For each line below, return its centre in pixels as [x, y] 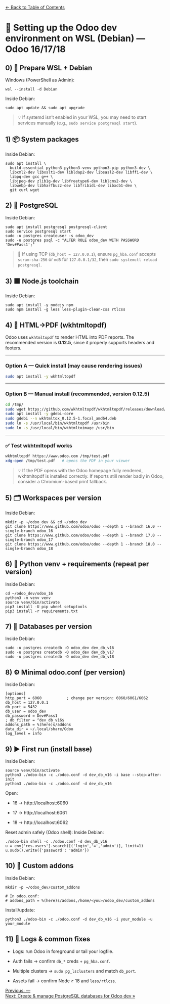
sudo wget [16, 409]
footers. [13, 348]
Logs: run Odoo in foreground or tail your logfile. [63, 951]
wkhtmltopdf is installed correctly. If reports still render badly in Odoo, [91, 476]
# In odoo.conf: [22, 896]
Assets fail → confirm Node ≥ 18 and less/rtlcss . [64, 981]
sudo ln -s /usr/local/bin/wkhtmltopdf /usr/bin [57, 423]
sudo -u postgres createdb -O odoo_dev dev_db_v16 [60, 648]
